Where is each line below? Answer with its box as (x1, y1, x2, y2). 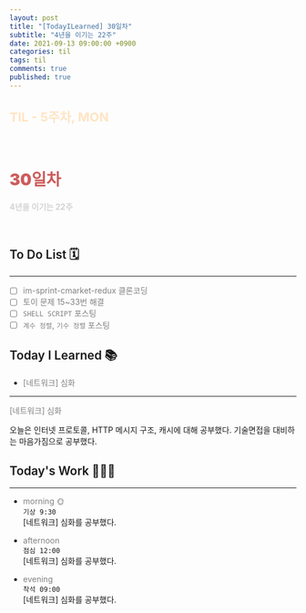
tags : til (9, 56, 47, 65)
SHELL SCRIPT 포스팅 (22, 308, 97, 319)
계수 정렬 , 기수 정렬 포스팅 (22, 320, 111, 331)
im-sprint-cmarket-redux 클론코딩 (22, 285, 148, 296)
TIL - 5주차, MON (9, 109, 109, 126)
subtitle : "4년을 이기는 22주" (9, 30, 117, 39)
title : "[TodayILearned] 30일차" (9, 22, 133, 31)
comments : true (9, 65, 67, 74)
